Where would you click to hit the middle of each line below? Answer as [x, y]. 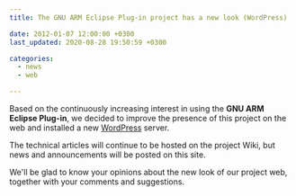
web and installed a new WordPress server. [90, 128]
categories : [31, 58]
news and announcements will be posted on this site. [108, 155]
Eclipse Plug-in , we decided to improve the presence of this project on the [148, 118]
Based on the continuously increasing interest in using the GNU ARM [137, 108]
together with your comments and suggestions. [97, 182]
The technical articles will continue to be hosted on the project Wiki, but [143, 145]
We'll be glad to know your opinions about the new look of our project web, [148, 172]
